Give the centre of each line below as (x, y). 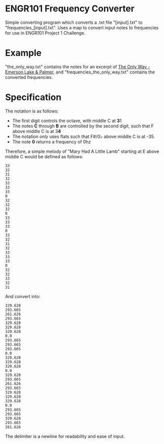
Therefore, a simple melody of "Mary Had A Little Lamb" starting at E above (82, 151)
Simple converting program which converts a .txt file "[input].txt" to (74, 22)
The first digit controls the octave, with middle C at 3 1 (67, 121)
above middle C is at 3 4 (36, 131)
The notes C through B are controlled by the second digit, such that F (83, 126)
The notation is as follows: (32, 111)
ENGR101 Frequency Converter (70, 9)
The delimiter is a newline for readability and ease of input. (65, 436)
